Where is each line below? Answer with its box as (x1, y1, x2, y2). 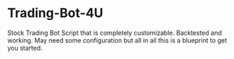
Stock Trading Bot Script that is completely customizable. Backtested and (7, 28, 222, 37)
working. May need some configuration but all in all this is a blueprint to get (7, 36, 228, 44)
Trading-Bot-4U (7, 5, 104, 21)
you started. (7, 43, 43, 52)
